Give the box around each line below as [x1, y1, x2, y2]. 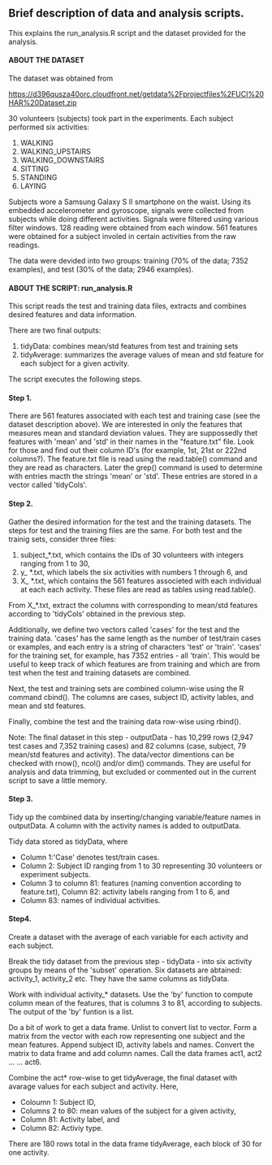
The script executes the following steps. [8, 374, 142, 385]
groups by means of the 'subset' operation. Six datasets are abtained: [8, 965, 242, 975]
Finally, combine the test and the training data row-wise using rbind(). [8, 716, 242, 726]
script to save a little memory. [8, 776, 107, 785]
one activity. [8, 1148, 50, 1158]
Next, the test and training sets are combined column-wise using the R [8, 683, 244, 693]
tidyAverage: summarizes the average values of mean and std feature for [19, 350, 265, 360]
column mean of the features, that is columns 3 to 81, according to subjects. [8, 998, 263, 1008]
